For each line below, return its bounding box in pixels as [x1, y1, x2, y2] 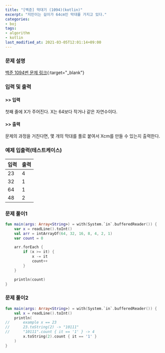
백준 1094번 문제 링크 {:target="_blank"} [5, 69, 85, 75]
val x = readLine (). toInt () [14, 310, 72, 315]
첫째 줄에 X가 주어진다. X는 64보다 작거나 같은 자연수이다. [5, 108, 118, 115]
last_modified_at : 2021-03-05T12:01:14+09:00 [5, 40, 101, 45]
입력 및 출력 [5, 83, 31, 90]
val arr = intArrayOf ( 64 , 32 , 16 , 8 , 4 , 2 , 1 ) [14, 231, 113, 236]
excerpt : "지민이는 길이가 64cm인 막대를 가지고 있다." [5, 12, 107, 17]
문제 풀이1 [5, 210, 28, 217]
